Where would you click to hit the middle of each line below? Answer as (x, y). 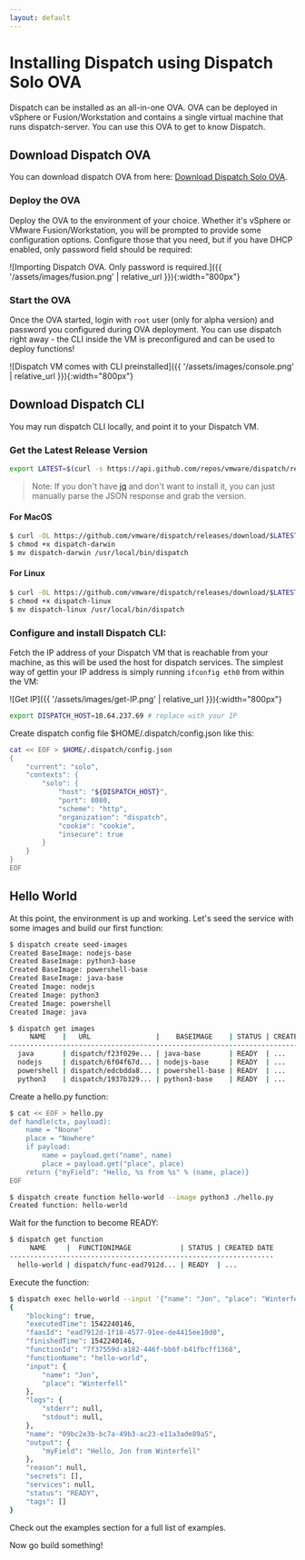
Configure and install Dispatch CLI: (88, 632)
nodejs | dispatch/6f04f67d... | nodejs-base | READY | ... (152, 1063)
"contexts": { (52, 775)
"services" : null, (60, 1485)
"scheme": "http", (93, 809)
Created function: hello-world (69, 1206)
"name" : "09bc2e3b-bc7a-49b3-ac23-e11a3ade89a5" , (122, 1434)
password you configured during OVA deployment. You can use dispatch (146, 329)
